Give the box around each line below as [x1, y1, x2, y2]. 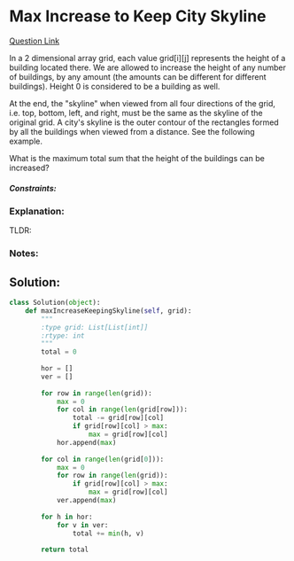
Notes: [9, 247, 39, 260]
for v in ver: [56, 520, 109, 529]
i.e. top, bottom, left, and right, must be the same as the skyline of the [9, 107, 263, 118]
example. [9, 136, 43, 146]
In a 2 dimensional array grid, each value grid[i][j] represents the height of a [9, 52, 286, 63]
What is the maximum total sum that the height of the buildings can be [9, 152, 266, 163]
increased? [9, 162, 50, 173]
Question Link [9, 35, 60, 46]
